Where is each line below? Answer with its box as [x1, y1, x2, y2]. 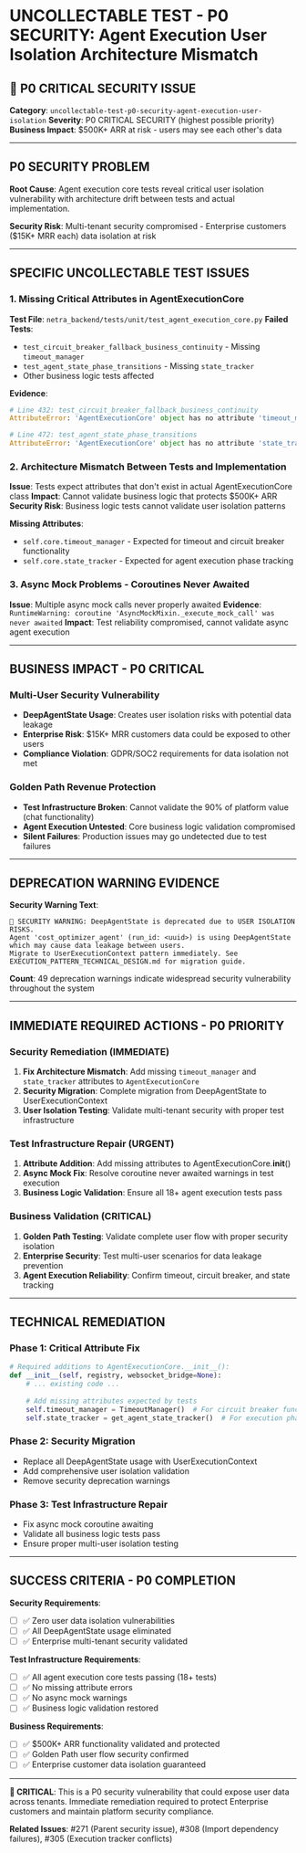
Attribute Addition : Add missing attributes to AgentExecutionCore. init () [22, 1158, 291, 1169]
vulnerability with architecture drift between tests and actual [9, 193, 235, 204]
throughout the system [9, 983, 96, 994]
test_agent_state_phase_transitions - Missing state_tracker [22, 360, 255, 371]
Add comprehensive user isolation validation [22, 1465, 189, 1476]
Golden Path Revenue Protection [9, 781, 157, 794]
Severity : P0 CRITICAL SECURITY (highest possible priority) [48, 115, 275, 125]
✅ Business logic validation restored [22, 1702, 159, 1713]
